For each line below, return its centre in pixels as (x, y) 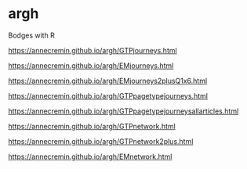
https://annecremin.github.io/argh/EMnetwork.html (90, 156)
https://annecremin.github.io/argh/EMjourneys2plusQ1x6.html (108, 81)
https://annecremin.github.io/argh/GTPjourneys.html (93, 50)
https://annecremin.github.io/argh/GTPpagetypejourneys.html (108, 95)
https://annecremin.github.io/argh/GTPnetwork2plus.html (101, 141)
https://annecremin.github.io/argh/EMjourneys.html (91, 65)
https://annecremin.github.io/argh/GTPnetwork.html (92, 126)
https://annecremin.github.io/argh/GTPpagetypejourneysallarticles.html (123, 111)
